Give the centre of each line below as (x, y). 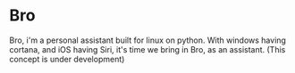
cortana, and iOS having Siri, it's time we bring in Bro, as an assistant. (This (147, 49)
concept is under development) (67, 59)
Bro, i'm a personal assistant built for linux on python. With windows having (147, 40)
